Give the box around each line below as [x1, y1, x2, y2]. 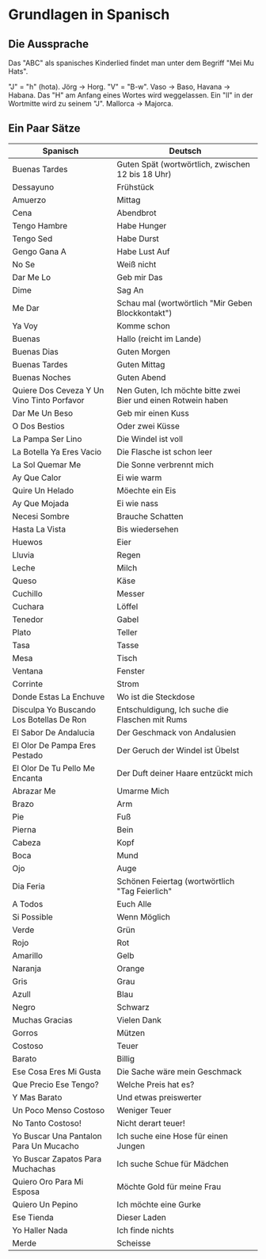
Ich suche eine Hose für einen [116, 1130, 228, 1142]
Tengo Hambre [12, 220, 68, 231]
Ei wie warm [116, 472, 162, 483]
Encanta [12, 772, 44, 783]
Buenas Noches [12, 371, 71, 382]
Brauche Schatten [116, 510, 184, 521]
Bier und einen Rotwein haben [116, 394, 228, 405]
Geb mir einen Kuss [116, 407, 190, 418]
